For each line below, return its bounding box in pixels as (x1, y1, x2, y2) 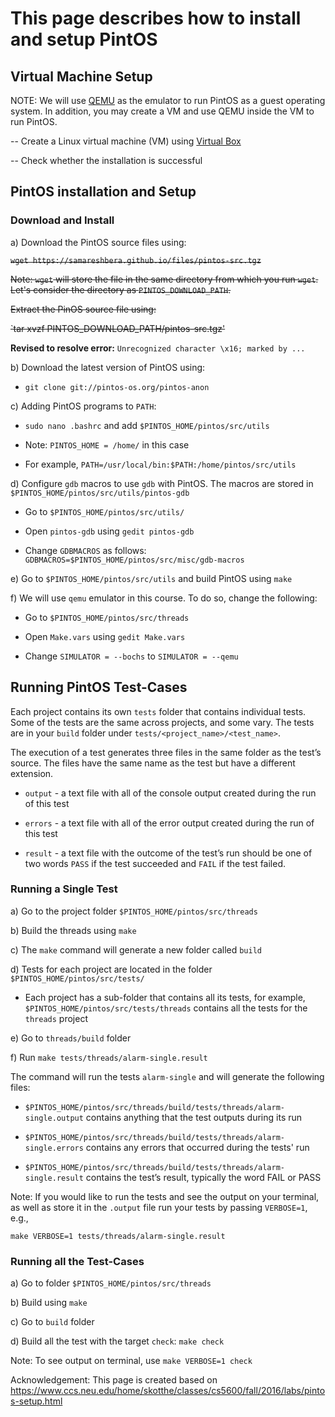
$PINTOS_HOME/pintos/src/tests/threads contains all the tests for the (24, 1002, 308, 1014)
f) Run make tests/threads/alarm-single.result (10, 1051, 208, 1063)
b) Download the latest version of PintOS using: (10, 361, 206, 373)
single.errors (24, 1143, 84, 1153)
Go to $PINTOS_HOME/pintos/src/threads (24, 611, 190, 623)
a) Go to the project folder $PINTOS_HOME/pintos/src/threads (10, 905, 258, 917)
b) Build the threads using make (10, 924, 137, 936)
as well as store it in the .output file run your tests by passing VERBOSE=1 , (10, 1201, 308, 1213)
